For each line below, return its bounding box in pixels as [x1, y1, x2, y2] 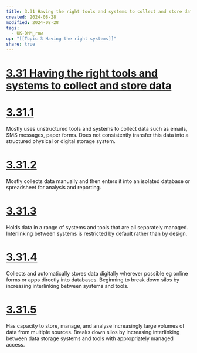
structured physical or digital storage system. [6, 138, 116, 144]
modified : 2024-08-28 [6, 19, 59, 25]
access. [6, 341, 25, 348]
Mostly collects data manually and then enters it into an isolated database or [6, 177, 191, 185]
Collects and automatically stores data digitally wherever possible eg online [6, 270, 188, 277]
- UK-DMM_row [11, 30, 43, 36]
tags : [6, 25, 19, 31]
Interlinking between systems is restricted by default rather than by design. [6, 230, 188, 237]
